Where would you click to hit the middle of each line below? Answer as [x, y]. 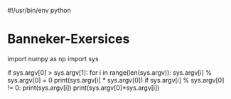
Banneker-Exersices [69, 39]
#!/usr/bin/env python [39, 10]
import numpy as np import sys [53, 58]
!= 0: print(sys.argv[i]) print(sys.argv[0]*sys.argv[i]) [84, 88]
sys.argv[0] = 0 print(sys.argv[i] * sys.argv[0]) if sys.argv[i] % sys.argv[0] [116, 80]
